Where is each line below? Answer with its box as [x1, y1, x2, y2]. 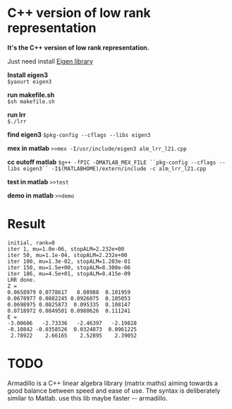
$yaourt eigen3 [7, 78, 52, 85]
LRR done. [7, 276, 37, 283]
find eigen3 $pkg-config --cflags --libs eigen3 [7, 130, 151, 138]
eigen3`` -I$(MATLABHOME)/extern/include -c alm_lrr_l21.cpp [23, 165, 207, 172]
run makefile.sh [7, 90, 55, 99]
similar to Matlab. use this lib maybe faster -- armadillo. [7, 393, 168, 402]
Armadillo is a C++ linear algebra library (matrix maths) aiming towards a [7, 379, 219, 387]
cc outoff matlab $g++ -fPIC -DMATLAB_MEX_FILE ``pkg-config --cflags [7, 158, 216, 166]
